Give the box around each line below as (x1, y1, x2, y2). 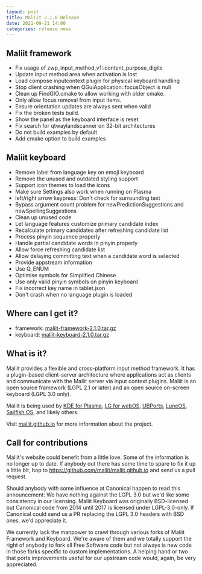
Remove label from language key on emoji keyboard (14, 168, 144, 176)
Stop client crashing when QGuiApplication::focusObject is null (14, 84, 171, 91)
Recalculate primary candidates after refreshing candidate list (14, 226, 169, 234)
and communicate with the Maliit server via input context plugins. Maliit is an (6, 377, 197, 384)
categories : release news (6, 25, 71, 32)
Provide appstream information (14, 259, 92, 266)
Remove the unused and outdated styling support (14, 175, 139, 182)
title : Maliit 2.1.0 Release (6, 15, 80, 21)
